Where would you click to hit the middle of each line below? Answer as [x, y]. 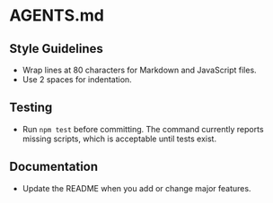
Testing [31, 108]
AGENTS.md [57, 16]
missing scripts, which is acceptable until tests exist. [119, 139]
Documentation [54, 167]
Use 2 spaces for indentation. [77, 80]
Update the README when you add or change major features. [136, 188]
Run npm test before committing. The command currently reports [143, 129]
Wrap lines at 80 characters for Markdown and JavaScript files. [140, 70]
